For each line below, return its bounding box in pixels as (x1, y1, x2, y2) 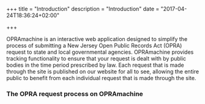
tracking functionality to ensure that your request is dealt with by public (6, 55, 187, 62)
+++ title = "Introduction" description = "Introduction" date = (6, 6, 160, 12)
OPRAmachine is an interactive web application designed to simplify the (6, 35, 188, 42)
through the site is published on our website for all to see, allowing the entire (6, 68, 199, 75)
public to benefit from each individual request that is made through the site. (6, 75, 196, 81)
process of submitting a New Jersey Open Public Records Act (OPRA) (6, 42, 182, 49)
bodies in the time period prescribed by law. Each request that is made (6, 61, 185, 69)
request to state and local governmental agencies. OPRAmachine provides (6, 48, 194, 56)
